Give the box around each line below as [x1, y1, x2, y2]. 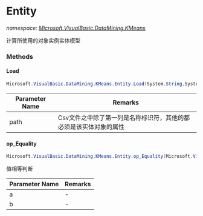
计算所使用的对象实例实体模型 [6, 36, 80, 44]
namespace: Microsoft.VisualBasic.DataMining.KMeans [6, 24, 146, 32]
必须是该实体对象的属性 [57, 123, 125, 131]
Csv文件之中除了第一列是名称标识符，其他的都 [57, 113, 190, 122]
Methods [6, 52, 33, 61]
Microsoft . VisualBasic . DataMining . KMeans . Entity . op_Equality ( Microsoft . [6, 154, 193, 160]
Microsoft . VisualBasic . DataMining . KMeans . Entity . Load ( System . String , [6, 81, 185, 87]
